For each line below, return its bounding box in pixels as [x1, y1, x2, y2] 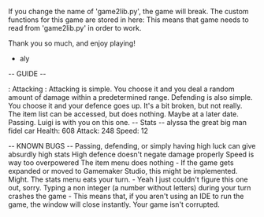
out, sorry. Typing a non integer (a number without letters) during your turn [8, 183, 251, 192]
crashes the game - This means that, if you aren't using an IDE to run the [8, 192, 244, 200]
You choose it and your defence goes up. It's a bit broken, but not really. [8, 101, 243, 110]
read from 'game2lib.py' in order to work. [8, 24, 142, 32]
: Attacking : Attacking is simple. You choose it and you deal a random [8, 84, 235, 94]
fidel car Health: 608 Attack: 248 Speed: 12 [8, 126, 148, 135]
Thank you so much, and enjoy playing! [8, 39, 136, 48]
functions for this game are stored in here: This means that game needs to [8, 15, 250, 24]
